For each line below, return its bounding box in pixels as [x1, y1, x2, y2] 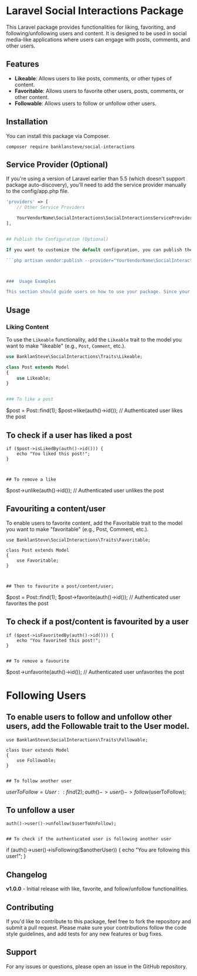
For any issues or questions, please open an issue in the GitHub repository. [6, 963, 188, 970]
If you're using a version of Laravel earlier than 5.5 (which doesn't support [6, 175, 185, 183]
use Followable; [16, 757, 57, 764]
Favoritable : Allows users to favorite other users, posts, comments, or [14, 87, 184, 94]
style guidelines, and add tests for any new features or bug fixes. [6, 930, 163, 937]
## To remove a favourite [6, 658, 69, 664]
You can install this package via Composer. [6, 132, 110, 139]
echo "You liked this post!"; [16, 451, 91, 457]
